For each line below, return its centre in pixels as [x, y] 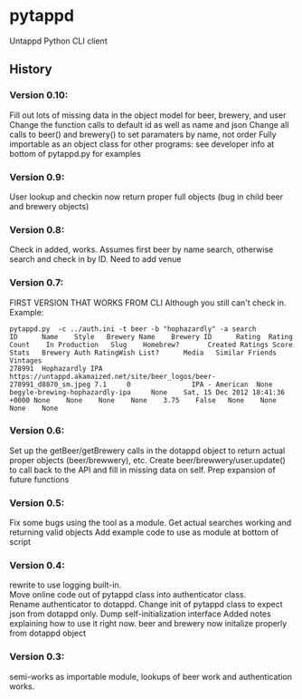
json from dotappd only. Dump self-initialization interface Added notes [140, 614]
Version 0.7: [37, 283]
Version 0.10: [39, 95]
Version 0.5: [37, 502]
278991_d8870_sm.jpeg [50, 384]
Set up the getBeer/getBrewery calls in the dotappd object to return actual [147, 451]
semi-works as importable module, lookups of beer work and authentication [151, 676]
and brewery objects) [49, 206]
